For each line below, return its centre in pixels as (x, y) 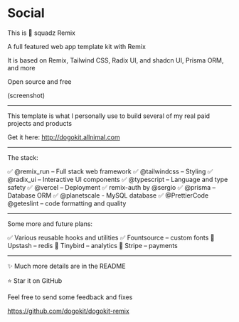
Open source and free (40, 81)
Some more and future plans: (50, 224)
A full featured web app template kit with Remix (76, 46)
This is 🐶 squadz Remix (42, 33)
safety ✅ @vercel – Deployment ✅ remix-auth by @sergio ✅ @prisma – (111, 187)
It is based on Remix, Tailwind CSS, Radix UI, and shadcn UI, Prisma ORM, (116, 60)
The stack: (23, 157)
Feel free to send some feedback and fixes (70, 297)
